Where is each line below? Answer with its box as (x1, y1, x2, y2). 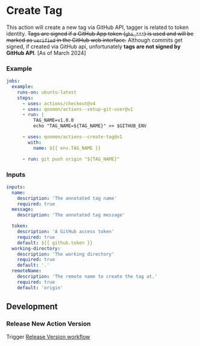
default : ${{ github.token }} (17, 240, 93, 246)
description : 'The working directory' (17, 251, 114, 257)
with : (28, 139, 42, 146)
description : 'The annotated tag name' (17, 195, 117, 201)
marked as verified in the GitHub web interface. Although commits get (6, 36, 183, 43)
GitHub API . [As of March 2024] (6, 49, 86, 56)
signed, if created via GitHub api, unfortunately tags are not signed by (6, 43, 181, 50)
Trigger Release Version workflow (6, 333, 90, 341)
